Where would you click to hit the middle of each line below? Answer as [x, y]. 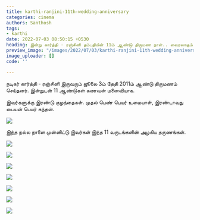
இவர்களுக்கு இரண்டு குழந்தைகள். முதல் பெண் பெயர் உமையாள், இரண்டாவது [95, 102]
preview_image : [25, 51]
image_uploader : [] [30, 56]
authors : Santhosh [29, 23]
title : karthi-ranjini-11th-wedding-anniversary [68, 12]
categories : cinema [30, 17]
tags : [13, 28]
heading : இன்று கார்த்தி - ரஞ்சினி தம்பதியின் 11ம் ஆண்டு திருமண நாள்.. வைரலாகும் [100, 45]
